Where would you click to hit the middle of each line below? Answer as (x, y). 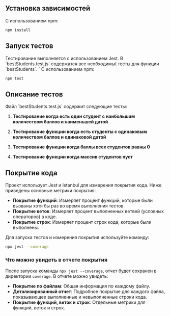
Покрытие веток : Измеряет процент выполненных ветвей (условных (88, 211)
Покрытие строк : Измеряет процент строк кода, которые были (82, 222)
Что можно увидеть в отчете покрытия (56, 259)
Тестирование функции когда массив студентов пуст (73, 157)
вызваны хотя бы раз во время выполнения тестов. (69, 206)
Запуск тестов (29, 46)
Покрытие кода (31, 173)
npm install (18, 30)
